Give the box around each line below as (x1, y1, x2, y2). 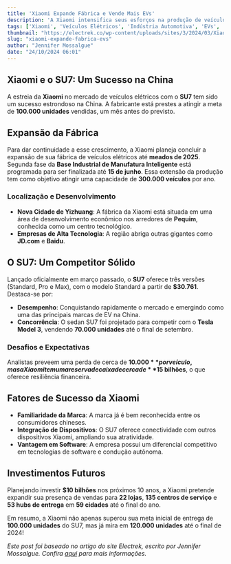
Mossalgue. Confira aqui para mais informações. (7, 549, 147, 557)
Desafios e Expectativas (7, 342, 90, 352)
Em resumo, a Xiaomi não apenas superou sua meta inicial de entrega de (7, 514, 214, 522)
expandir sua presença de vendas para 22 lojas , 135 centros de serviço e (7, 493, 218, 501)
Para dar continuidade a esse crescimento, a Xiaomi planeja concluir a (7, 145, 206, 154)
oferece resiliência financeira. (7, 372, 91, 381)
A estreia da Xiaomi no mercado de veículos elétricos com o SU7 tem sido (7, 92, 218, 101)
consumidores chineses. (16, 418, 87, 426)
